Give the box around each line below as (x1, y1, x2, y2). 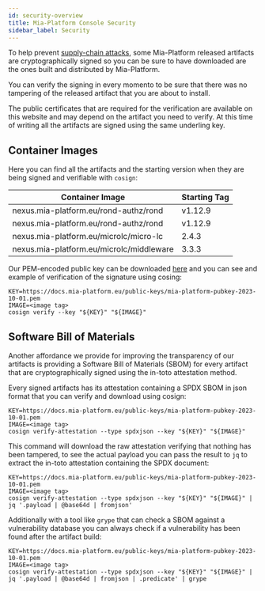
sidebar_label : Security (8, 26, 90, 34)
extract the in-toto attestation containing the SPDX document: (8, 458, 210, 468)
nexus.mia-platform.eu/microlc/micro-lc (12, 231, 164, 242)
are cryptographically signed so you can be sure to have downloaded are (8, 56, 247, 66)
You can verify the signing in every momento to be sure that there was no (8, 80, 248, 89)
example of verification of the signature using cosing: (8, 272, 182, 282)
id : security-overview (8, 11, 83, 20)
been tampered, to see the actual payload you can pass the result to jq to (8, 450, 248, 459)
